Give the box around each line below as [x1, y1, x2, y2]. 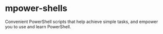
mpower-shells [5, 3, 68, 14]
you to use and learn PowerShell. [5, 23, 72, 29]
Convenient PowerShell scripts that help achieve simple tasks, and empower [5, 19, 158, 24]
